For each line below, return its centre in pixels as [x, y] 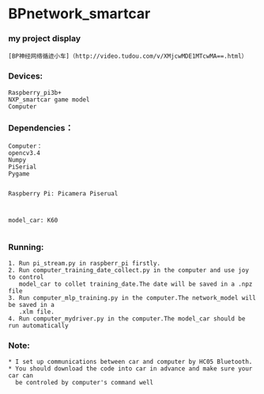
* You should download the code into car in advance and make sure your [130, 369]
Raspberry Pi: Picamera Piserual [63, 193]
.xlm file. [37, 312]
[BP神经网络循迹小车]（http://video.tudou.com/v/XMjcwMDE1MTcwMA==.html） [128, 56]
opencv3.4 [25, 153]
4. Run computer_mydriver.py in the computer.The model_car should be [127, 319]
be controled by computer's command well [85, 383]
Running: [26, 247]
